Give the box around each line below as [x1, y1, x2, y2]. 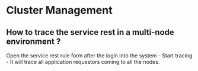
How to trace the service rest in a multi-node [6, 27, 175, 37]
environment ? [6, 36, 61, 46]
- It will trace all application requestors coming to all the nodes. [6, 59, 160, 65]
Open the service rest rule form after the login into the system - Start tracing [6, 52, 193, 59]
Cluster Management [6, 4, 113, 17]
